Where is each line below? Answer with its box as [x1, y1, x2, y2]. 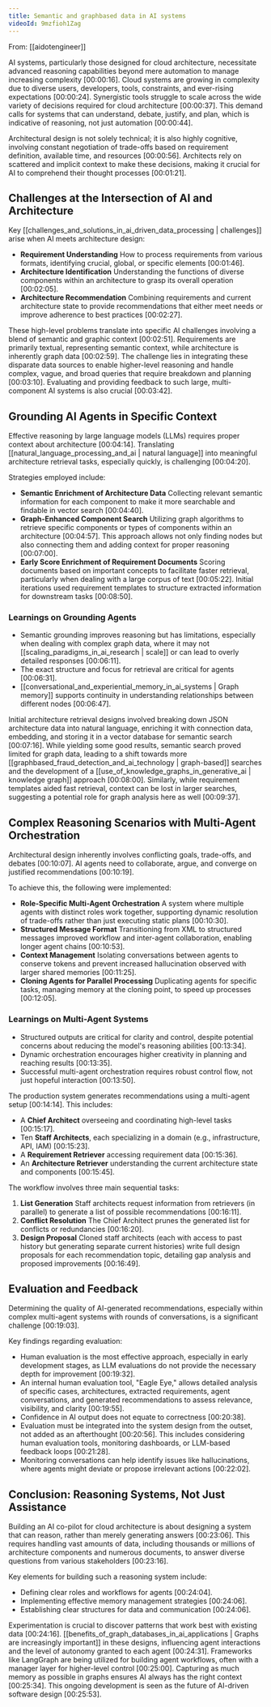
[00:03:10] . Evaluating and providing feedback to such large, [8, 378, 210, 387]
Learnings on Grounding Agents [8, 612, 137, 623]
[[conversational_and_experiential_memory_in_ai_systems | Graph [19, 682, 239, 691]
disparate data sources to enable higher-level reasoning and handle [8, 360, 235, 370]
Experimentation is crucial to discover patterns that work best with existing [8, 1620, 257, 1630]
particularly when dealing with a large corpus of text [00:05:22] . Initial [19, 575, 254, 584]
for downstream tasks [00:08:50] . [19, 592, 133, 601]
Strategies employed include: [8, 473, 106, 482]
